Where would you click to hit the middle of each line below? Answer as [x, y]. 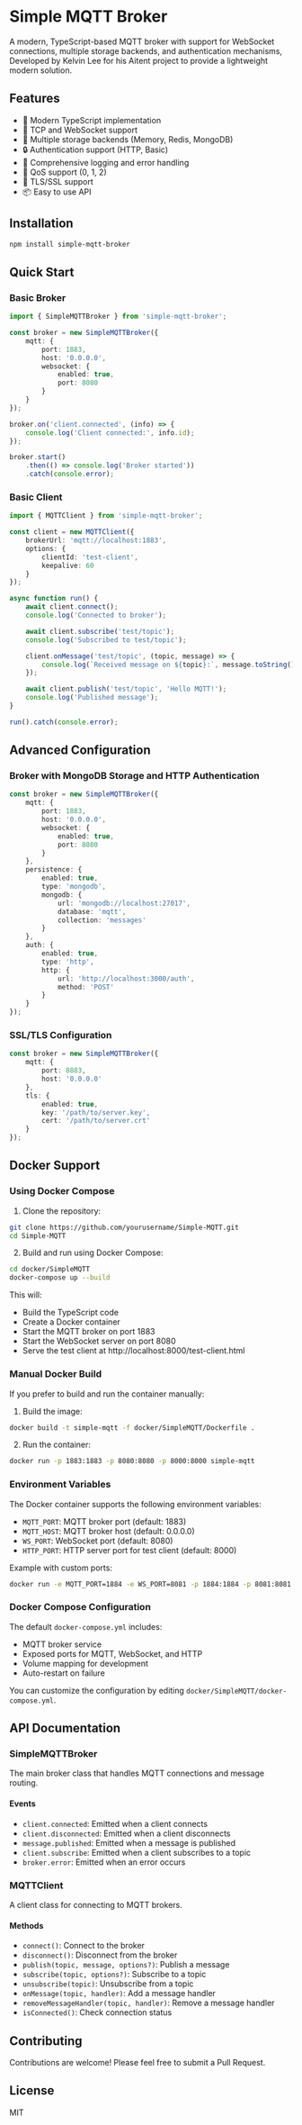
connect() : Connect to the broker [84, 1946]
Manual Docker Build [55, 1374]
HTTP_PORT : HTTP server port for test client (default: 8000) [129, 1550]
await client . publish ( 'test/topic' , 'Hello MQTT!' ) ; [126, 689]
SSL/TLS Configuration [61, 1035]
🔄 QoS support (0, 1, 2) [65, 172]
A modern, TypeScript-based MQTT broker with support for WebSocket [142, 41]
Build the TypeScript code [71, 1313]
